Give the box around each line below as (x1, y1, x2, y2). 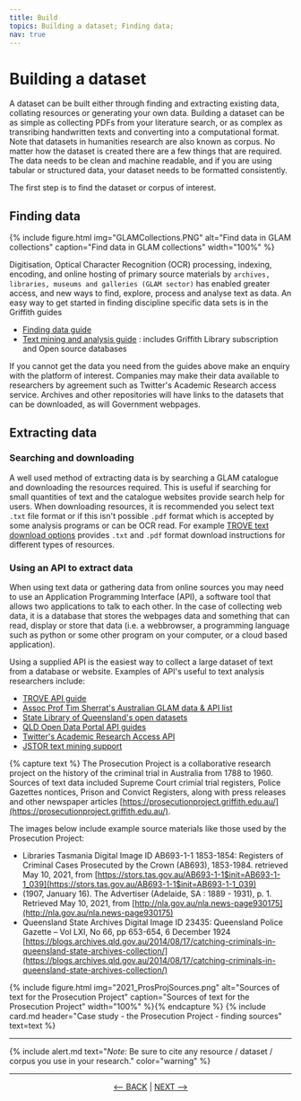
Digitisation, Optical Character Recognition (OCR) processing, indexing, (9, 260, 272, 270)
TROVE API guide (21, 693, 87, 704)
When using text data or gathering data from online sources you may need (9, 582, 284, 593)
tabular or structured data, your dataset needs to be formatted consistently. (9, 165, 288, 176)
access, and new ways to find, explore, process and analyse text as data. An (9, 288, 292, 299)
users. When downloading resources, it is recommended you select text (9, 500, 275, 512)
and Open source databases (21, 343, 127, 355)
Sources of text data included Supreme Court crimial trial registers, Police (9, 778, 281, 788)
